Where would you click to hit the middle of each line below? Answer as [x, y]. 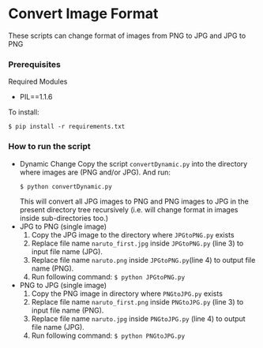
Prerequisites [34, 64]
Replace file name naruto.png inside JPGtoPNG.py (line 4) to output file [143, 260]
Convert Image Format [83, 14]
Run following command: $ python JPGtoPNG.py [108, 277]
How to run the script [49, 147]
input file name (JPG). [67, 252]
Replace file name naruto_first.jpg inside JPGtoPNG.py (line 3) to [137, 243]
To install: [24, 112]
